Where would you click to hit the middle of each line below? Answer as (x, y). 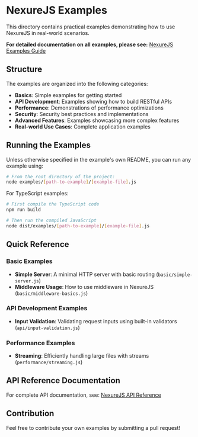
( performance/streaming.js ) (49, 362)
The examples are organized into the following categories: (77, 83)
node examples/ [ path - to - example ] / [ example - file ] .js (71, 182)
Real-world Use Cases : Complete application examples (83, 126)
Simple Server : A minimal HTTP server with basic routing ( (86, 274)
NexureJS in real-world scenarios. (48, 33)
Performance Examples (41, 343)
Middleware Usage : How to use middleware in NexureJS (84, 287)
